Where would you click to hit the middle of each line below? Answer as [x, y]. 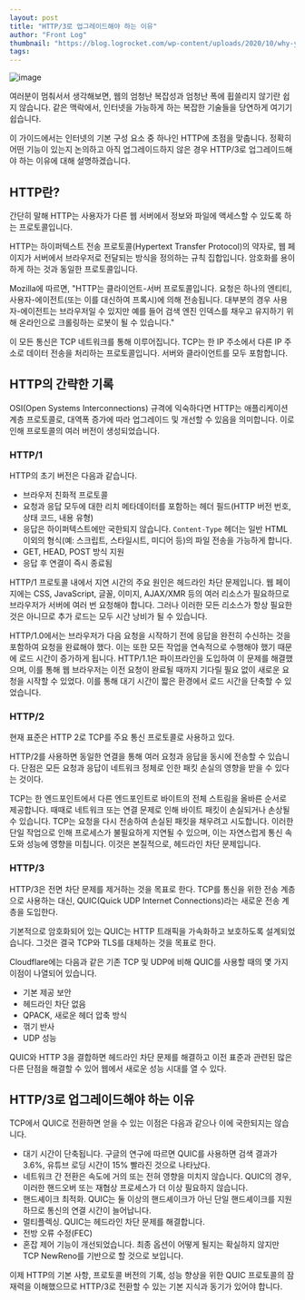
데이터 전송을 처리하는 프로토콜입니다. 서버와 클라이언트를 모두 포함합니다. [157, 353]
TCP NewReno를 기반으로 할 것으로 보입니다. [103, 1256]
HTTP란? [35, 192]
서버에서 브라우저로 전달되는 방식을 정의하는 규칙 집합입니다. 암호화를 [156, 257]
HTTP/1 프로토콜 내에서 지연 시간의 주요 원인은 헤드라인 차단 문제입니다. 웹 [142, 583]
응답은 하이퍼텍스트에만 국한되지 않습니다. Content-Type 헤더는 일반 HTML [155, 529]
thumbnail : [30, 43]
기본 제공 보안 [47, 992]
